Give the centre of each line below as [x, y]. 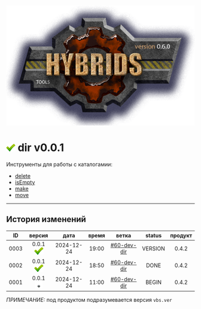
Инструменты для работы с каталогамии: [59, 164]
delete [23, 175]
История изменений [46, 219]
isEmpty [25, 182]
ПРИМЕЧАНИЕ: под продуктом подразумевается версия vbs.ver [89, 300]
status [154, 235]
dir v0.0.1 [41, 148]
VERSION [154, 249]
